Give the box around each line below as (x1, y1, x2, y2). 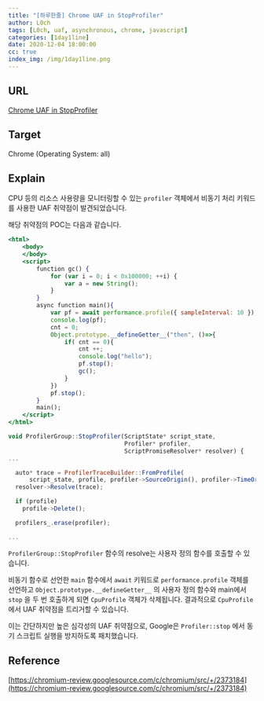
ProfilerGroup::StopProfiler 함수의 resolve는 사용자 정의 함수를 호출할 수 (8, 548, 242, 558)
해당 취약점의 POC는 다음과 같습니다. (8, 220, 122, 229)
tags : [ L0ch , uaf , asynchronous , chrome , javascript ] (8, 26, 189, 34)
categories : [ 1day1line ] (8, 33, 90, 42)
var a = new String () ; (64, 280, 139, 288)
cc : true (8, 48, 37, 56)
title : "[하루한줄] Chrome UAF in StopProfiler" (8, 11, 163, 20)
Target (8, 128, 42, 141)
